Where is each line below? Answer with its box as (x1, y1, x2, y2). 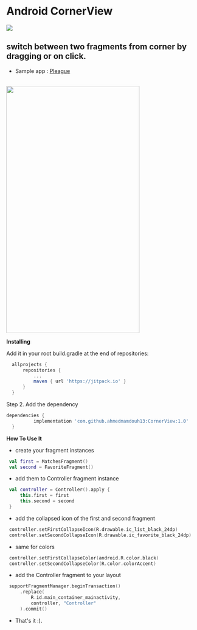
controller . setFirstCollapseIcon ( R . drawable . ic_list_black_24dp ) (9, 526, 178, 533)
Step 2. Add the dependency (6, 401, 78, 408)
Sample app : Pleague (15, 67, 71, 74)
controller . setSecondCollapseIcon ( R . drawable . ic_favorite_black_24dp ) (9, 532, 192, 538)
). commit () (19, 606, 47, 612)
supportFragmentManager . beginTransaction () (9, 583, 121, 589)
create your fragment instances (15, 446, 94, 454)
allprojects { (12, 361, 47, 367)
